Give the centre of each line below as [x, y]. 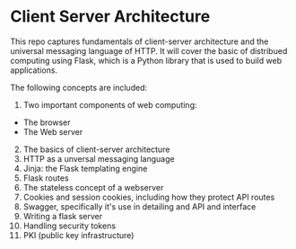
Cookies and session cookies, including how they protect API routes [149, 197]
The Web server [53, 131]
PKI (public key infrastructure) [78, 235]
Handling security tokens [69, 226]
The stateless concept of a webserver [93, 187]
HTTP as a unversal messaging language [99, 158]
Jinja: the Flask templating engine [85, 168]
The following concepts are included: [78, 87]
